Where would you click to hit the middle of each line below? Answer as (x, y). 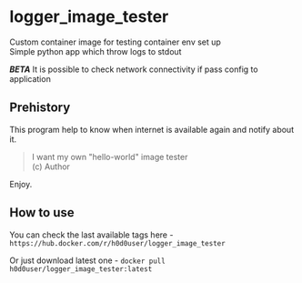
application (30, 78)
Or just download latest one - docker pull (87, 260)
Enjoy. (21, 184)
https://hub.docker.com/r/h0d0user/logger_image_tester (117, 243)
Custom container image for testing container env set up (115, 42)
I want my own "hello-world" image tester (110, 157)
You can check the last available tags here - (91, 235)
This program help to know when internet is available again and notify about (151, 129)
